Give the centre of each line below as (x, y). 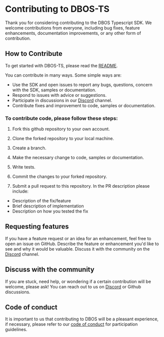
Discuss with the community (50, 269)
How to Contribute (34, 54)
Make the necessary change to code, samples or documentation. (78, 158)
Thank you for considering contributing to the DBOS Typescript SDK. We (79, 23)
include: (20, 191)
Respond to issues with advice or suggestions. (59, 95)
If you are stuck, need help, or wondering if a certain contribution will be (78, 281)
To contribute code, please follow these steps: (62, 118)
